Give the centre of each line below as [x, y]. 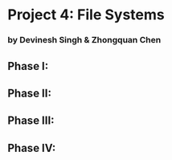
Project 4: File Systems [86, 15]
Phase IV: [32, 148]
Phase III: [31, 121]
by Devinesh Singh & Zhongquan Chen [84, 40]
